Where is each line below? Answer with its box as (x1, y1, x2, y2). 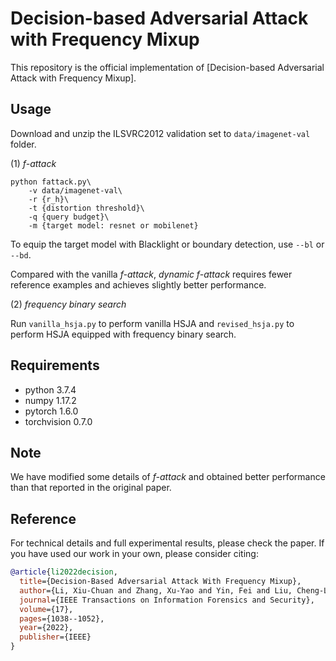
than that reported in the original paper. (10, 482, 172, 494)
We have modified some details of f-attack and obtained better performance (10, 471, 326, 483)
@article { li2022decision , (10, 567, 118, 577)
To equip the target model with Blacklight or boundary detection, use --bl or (10, 238, 325, 250)
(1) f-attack (10, 157, 57, 169)
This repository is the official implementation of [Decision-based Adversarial (10, 61, 325, 73)
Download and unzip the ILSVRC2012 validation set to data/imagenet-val (10, 127, 311, 139)
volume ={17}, (19, 604, 74, 614)
